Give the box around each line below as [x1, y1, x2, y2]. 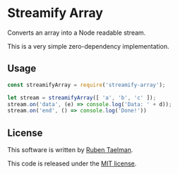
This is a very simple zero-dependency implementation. [7, 42, 170, 50]
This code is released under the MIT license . [7, 159, 137, 168]
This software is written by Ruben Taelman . [7, 146, 133, 154]
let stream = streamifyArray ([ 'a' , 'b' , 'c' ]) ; [7, 94, 157, 101]
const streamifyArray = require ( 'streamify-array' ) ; [7, 81, 166, 88]
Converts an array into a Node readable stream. [7, 28, 146, 37]
